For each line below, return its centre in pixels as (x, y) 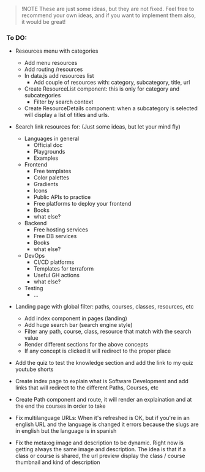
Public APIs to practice (62, 197)
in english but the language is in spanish (66, 431)
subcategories (43, 96)
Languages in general (52, 139)
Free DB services (55, 236)
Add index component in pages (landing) (76, 318)
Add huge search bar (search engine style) (78, 325)
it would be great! (43, 22)
